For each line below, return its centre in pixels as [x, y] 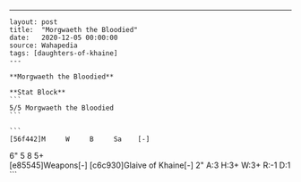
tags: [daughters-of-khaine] [64, 54]
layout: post [34, 22]
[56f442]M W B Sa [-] [80, 139]
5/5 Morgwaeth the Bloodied [62, 108]
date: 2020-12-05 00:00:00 [64, 37]
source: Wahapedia [43, 45]
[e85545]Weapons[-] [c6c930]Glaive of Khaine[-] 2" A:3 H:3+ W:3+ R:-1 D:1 [150, 165]
